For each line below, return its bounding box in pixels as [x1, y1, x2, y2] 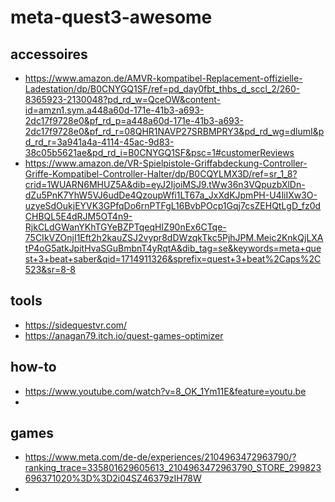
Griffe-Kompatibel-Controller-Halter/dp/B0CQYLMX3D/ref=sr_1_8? [24, 168, 298, 180]
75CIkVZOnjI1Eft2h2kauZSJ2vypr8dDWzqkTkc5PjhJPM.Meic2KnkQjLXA [24, 232, 324, 243]
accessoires [10, 46, 88, 63]
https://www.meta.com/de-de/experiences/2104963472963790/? [24, 451, 297, 463]
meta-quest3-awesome [10, 6, 213, 29]
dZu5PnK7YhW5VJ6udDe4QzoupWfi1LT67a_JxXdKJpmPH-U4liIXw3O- [24, 189, 318, 201]
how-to [10, 359, 57, 376]
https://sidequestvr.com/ [24, 319, 128, 331]
